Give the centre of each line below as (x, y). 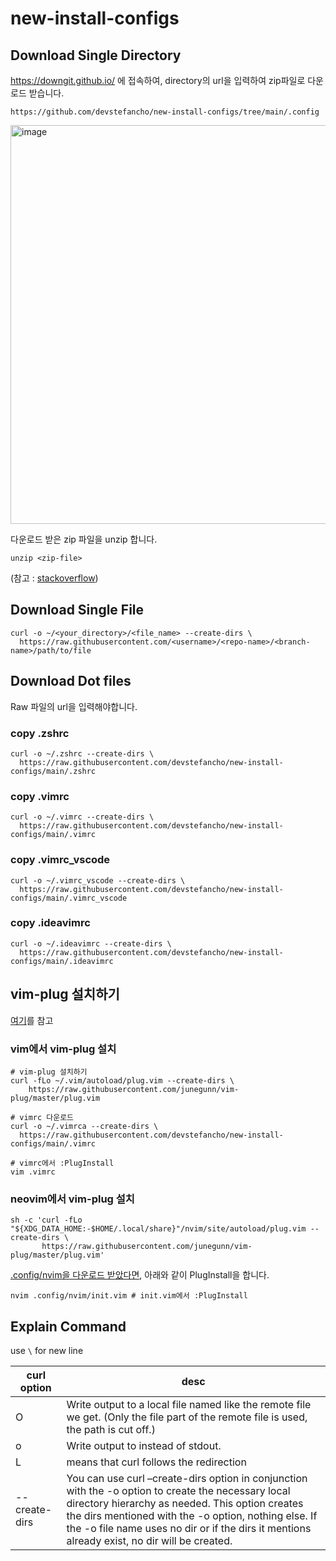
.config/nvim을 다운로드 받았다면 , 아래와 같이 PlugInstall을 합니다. (140, 1275)
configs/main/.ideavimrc (62, 961)
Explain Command (68, 1326)
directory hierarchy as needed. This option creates (185, 1504)
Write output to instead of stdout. (144, 1446)
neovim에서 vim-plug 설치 (72, 1199)
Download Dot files (71, 681)
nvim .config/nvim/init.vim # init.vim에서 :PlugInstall (129, 1296)
